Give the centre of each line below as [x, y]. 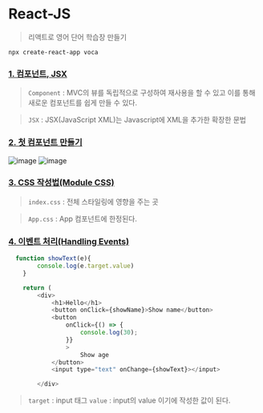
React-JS [40, 14]
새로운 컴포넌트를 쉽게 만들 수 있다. [83, 103]
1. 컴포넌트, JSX [38, 74]
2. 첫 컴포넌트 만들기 [45, 142]
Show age [95, 355]
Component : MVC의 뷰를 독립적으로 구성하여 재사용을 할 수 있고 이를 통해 [142, 93]
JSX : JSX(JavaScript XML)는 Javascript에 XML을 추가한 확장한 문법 [137, 120]
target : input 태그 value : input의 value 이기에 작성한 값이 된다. [129, 400]
